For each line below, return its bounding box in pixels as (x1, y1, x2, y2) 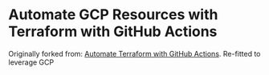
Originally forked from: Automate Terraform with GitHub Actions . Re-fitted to (8, 49, 261, 58)
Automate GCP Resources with (8, 6, 218, 24)
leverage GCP (8, 57, 55, 67)
